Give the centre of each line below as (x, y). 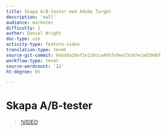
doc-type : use (23, 39)
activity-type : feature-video (43, 45)
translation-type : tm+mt (36, 50)
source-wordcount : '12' (35, 66)
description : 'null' (31, 17)
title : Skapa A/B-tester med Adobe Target (59, 11)
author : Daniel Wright (34, 33)
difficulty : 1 (23, 28)
